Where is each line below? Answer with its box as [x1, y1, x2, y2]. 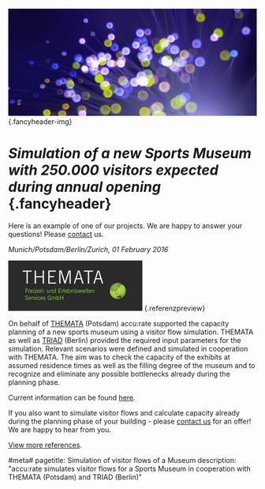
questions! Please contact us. [8, 229, 104, 239]
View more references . [8, 440, 83, 450]
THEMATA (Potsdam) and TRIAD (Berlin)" [8, 472, 143, 482]
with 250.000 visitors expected [8, 161, 219, 179]
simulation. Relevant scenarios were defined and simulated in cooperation [8, 344, 248, 353]
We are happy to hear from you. [8, 424, 112, 434]
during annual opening [8, 179, 162, 196]
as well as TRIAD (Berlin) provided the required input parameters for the [8, 335, 242, 344]
